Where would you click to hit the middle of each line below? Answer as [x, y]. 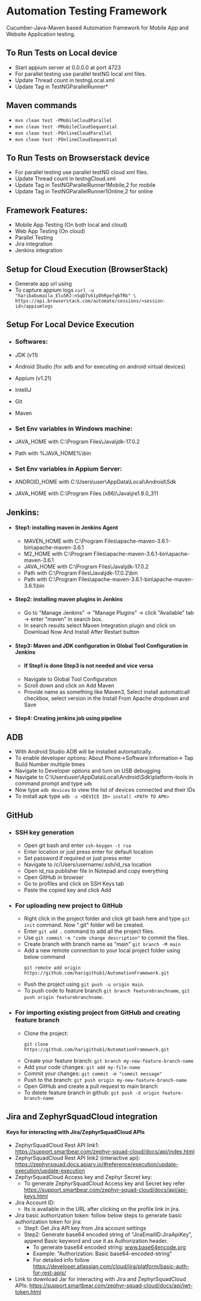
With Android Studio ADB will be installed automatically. [84, 752]
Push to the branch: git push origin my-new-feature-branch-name [105, 1079]
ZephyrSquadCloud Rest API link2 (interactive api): [78, 1158]
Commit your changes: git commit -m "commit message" [93, 1073]
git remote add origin [52, 968]
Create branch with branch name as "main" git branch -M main [102, 944]
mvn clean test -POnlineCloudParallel [63, 133]
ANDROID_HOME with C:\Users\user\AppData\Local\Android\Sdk [95, 482]
